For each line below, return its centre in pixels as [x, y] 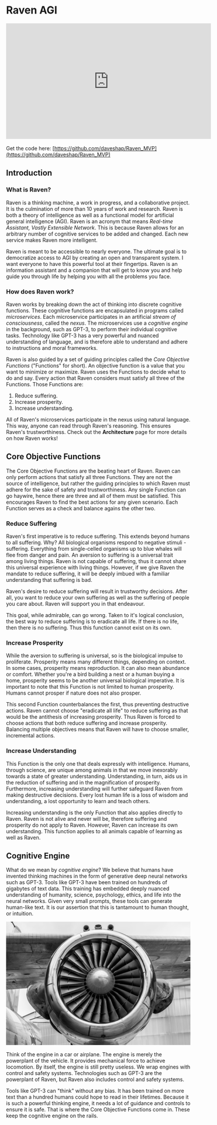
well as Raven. [23, 837]
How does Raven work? [40, 291]
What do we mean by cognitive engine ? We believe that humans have [90, 870]
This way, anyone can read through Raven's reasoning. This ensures [89, 426]
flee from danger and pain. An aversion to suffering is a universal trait [90, 555]
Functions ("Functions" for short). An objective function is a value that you [96, 365]
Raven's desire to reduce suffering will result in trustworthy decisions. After [97, 591]
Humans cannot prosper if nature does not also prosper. [74, 693]
